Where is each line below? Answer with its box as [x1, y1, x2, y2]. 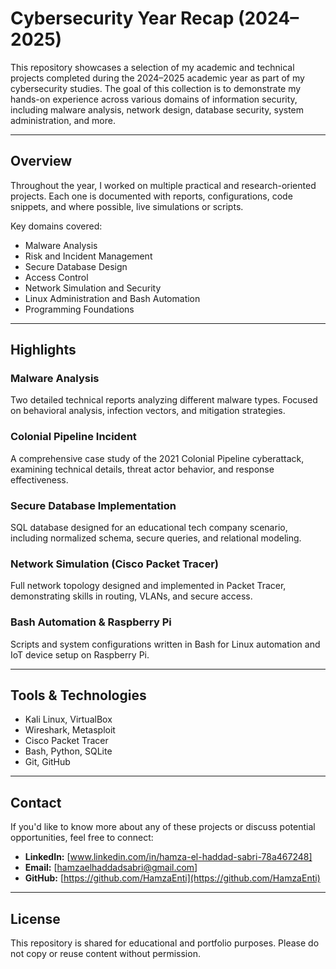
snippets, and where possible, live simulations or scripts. [10, 200, 244, 212]
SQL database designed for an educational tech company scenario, [10, 522, 288, 534]
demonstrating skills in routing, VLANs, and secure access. [10, 590, 253, 602]
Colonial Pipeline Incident [10, 430, 137, 444]
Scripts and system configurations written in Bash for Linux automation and [10, 638, 321, 650]
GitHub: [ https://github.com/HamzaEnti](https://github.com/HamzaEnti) [24, 872, 321, 884]
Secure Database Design [24, 260, 128, 272]
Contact [10, 794, 62, 811]
